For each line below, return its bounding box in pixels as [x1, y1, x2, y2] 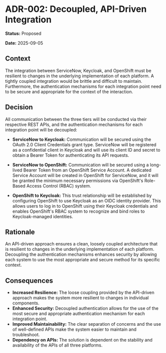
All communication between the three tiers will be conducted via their [5, 116, 147, 122]
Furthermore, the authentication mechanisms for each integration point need [5, 83, 162, 89]
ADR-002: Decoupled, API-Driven [5, 3, 147, 15]
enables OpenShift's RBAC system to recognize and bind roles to [12, 208, 145, 214]
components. [12, 300, 40, 306]
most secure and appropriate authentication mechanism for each [12, 311, 145, 317]
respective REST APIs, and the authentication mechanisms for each [5, 121, 143, 127]
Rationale [5, 228, 35, 236]
